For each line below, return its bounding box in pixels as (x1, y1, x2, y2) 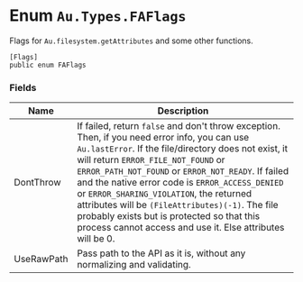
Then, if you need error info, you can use (76, 132, 250, 144)
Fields (9, 81, 37, 94)
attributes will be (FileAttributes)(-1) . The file (76, 199, 279, 212)
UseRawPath (14, 253, 69, 266)
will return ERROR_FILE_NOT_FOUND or (76, 154, 225, 167)
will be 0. (76, 232, 115, 245)
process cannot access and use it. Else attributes (76, 222, 285, 234)
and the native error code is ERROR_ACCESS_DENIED (76, 177, 284, 189)
